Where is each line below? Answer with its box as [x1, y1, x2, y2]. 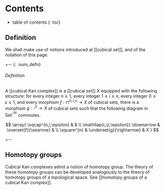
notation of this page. [5, 52, 49, 58]
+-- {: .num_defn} [5, 61, 41, 67]
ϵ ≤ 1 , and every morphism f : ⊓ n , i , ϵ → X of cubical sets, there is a [5, 98, 139, 105]
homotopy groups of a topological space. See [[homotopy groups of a [5, 174, 147, 180]
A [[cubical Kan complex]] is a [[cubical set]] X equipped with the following [5, 88, 158, 94]
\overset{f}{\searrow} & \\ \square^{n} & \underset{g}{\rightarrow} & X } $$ [6, 127, 159, 133]
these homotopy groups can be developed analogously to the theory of [5, 169, 150, 175]
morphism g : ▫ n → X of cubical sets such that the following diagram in [5, 104, 148, 111]
